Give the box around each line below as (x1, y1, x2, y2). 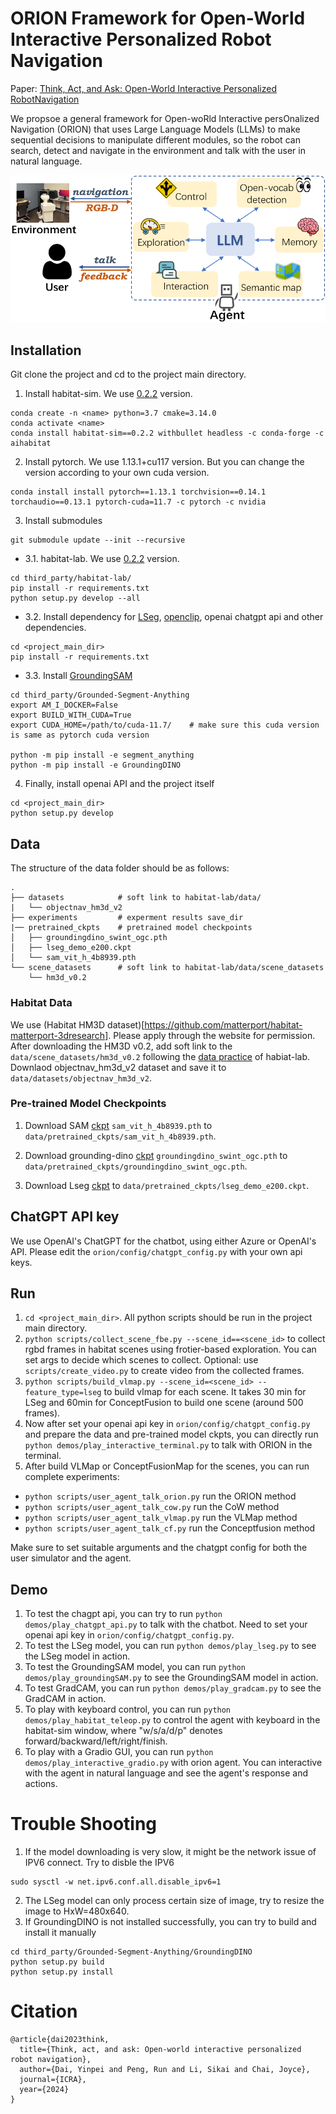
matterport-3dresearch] (10, 1029, 109, 1041)
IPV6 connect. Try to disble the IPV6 (24, 1857, 175, 1869)
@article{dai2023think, (10, 2035, 110, 2045)
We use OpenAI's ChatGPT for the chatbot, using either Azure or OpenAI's (10, 1235, 317, 1247)
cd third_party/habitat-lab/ (10, 573, 132, 584)
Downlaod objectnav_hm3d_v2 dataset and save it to (10, 1061, 227, 1073)
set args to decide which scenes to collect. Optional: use (24, 1354, 259, 1366)
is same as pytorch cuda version (10, 730, 150, 741)
